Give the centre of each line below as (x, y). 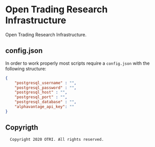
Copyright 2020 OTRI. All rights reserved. (57, 139)
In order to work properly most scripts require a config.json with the (77, 63)
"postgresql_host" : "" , (41, 93)
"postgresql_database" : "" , (46, 102)
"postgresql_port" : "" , (41, 97)
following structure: (26, 68)
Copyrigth (22, 128)
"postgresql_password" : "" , (46, 88)
